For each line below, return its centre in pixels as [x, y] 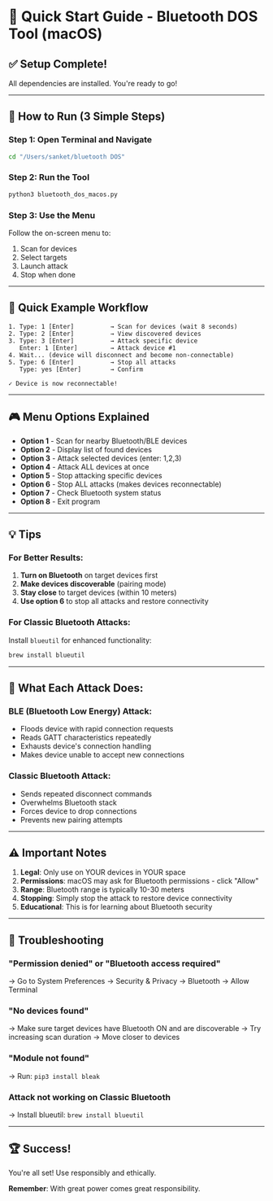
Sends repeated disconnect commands [86, 793]
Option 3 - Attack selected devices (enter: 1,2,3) [101, 458]
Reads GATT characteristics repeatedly [86, 738]
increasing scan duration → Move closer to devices [94, 1037]
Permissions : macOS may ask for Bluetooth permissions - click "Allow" [139, 881]
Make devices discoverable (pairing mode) [93, 584]
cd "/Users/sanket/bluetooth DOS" [67, 157]
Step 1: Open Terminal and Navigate [80, 140]
